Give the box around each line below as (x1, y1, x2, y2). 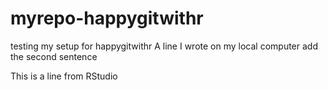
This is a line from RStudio (10, 70, 118, 82)
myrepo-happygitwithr (10, 7, 204, 30)
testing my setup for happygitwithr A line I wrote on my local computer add (10, 40, 318, 52)
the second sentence (10, 50, 98, 62)
